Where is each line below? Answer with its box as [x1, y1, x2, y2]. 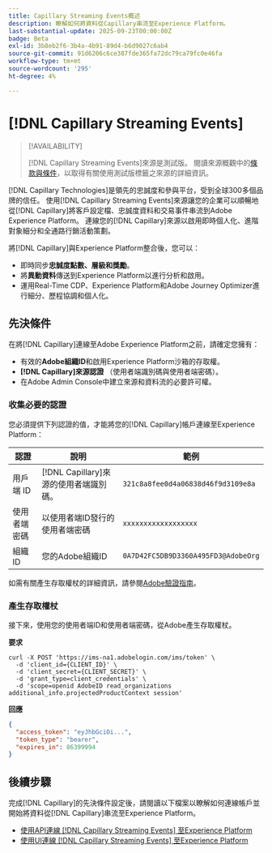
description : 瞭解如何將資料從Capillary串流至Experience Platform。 [8, 19, 230, 28]
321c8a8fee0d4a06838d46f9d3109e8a [122, 479, 256, 488]
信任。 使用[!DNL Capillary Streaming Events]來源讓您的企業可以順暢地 [22, 195, 259, 205]
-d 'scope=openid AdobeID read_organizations [15, 682, 172, 690]
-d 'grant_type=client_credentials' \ [15, 675, 147, 683]
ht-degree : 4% [8, 72, 57, 80]
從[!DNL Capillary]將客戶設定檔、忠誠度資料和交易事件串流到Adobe [8, 205, 233, 215]
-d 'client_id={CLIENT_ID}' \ [15, 660, 117, 669]
